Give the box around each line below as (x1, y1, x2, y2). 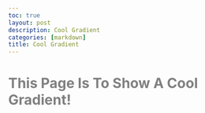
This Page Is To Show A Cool (8, 75, 199, 93)
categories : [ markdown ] (8, 33, 87, 42)
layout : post (8, 19, 51, 27)
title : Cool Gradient (8, 41, 80, 49)
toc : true (8, 11, 41, 20)
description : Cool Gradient (8, 26, 101, 34)
